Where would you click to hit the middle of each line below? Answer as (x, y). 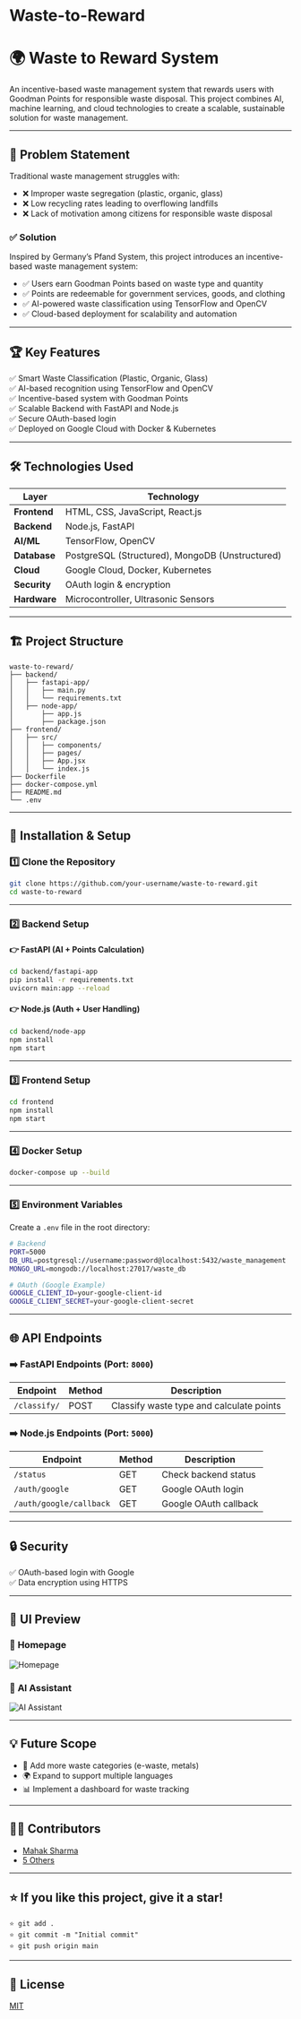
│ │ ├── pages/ (46, 753)
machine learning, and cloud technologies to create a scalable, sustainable (147, 108)
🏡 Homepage (38, 1645)
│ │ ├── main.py (48, 690)
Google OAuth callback (210, 1504)
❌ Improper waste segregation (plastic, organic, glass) (123, 193)
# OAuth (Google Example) (57, 1285)
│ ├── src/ (34, 737)
